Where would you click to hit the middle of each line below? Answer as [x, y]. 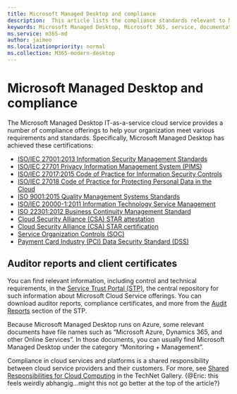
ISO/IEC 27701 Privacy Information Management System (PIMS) [110, 166]
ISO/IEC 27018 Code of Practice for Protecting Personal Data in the [115, 181]
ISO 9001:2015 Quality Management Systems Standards [99, 196]
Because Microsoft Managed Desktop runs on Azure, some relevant [106, 324]
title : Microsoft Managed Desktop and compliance [82, 14]
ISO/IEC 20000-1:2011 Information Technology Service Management [117, 204]
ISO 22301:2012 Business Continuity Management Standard [104, 211]
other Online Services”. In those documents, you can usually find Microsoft [116, 339]
